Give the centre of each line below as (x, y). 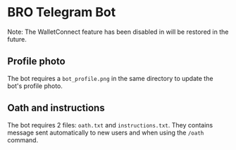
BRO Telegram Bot (62, 12)
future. (17, 39)
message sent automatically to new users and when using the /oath (106, 132)
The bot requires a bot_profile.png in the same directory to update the (110, 78)
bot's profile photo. (35, 86)
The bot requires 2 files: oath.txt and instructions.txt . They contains (110, 125)
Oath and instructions (56, 108)
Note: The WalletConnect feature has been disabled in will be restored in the (118, 32)
